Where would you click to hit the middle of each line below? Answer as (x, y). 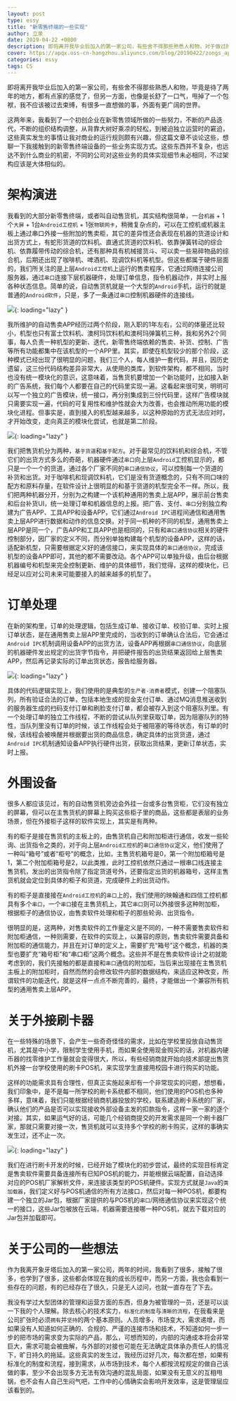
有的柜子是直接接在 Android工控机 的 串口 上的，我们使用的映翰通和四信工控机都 (118, 896)
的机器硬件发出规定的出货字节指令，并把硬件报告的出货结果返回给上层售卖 (115, 652)
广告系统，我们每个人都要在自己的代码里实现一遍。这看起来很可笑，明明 (118, 386)
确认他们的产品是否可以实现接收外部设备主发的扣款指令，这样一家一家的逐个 (118, 1109)
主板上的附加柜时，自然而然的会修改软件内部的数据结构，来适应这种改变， (115, 972)
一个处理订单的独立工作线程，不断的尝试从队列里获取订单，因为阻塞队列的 (115, 717)
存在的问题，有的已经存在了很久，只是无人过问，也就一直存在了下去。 (114, 1287)
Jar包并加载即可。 (34, 1218)
